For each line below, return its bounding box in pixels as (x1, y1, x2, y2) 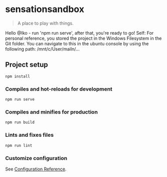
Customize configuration (5, 154, 68, 161)
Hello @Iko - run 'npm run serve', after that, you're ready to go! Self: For (5, 30, 154, 36)
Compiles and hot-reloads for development (5, 85, 113, 93)
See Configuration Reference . (5, 166, 67, 172)
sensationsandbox (5, 4, 84, 15)
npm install (5, 74, 30, 79)
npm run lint (5, 143, 33, 148)
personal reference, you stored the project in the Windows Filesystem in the (5, 35, 162, 41)
